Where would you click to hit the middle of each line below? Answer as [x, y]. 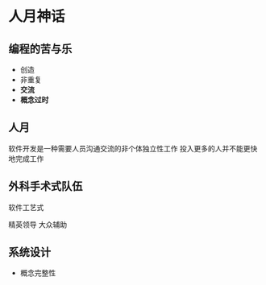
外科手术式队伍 [46, 186]
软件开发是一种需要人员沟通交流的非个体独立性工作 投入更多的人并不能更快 [133, 148]
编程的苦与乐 [40, 49]
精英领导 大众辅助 [37, 224]
